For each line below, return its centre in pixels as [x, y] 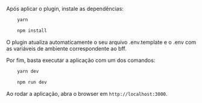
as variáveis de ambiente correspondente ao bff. [66, 48]
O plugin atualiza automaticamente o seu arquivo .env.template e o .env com [101, 42]
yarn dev [28, 71]
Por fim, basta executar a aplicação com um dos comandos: [81, 60]
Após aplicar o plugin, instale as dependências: [65, 9]
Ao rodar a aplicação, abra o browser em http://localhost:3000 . [87, 93]
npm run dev [32, 82]
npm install [32, 30]
